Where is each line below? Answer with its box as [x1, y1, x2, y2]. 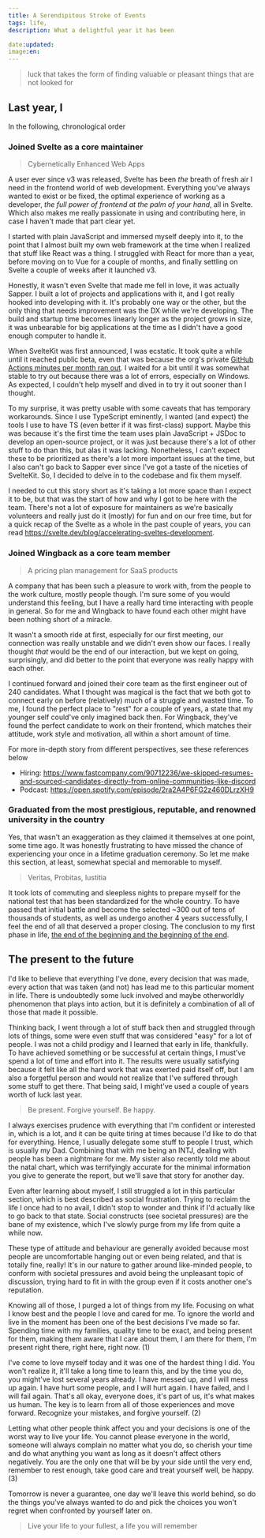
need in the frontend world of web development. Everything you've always [8, 183, 251, 193]
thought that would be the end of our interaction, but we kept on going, [8, 647, 239, 656]
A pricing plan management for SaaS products [27, 565, 178, 575]
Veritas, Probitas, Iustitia [27, 872, 107, 882]
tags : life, [8, 19, 47, 27]
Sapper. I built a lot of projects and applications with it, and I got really [8, 289, 235, 298]
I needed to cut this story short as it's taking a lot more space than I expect [8, 486, 252, 496]
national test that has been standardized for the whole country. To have [8, 896, 241, 906]
